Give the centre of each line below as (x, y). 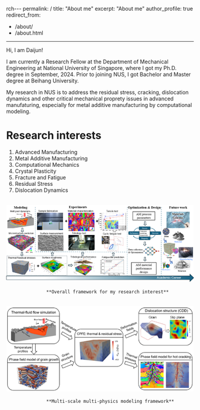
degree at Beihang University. (43, 81)
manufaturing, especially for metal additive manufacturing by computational (99, 105)
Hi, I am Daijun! (25, 50)
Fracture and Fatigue (40, 177)
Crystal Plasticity (35, 171)
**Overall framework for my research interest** (107, 292)
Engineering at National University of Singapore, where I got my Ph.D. (91, 68)
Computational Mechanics (47, 164)
